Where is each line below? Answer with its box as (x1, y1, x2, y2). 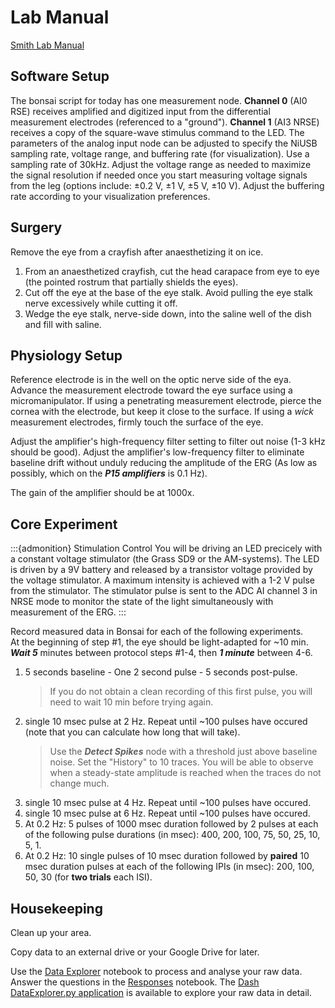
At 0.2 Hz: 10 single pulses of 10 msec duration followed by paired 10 (24, 850, 310, 862)
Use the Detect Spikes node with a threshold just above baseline (49, 746, 318, 758)
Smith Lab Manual (10, 39, 85, 51)
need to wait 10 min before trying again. (49, 696, 214, 708)
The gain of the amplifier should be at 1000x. (10, 487, 195, 499)
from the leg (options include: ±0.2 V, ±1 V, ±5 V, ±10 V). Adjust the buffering (10, 179, 325, 191)
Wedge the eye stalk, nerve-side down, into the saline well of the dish (24, 307, 312, 320)
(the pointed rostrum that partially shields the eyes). (24, 276, 239, 288)
